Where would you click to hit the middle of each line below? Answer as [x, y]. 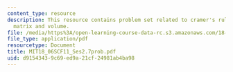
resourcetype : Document [42, 45]
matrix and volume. [42, 26]
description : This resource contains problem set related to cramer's [111, 20]
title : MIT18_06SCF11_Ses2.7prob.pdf [62, 52]
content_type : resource [42, 13]
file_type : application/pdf [48, 39]
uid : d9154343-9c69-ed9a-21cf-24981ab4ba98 [71, 58]
